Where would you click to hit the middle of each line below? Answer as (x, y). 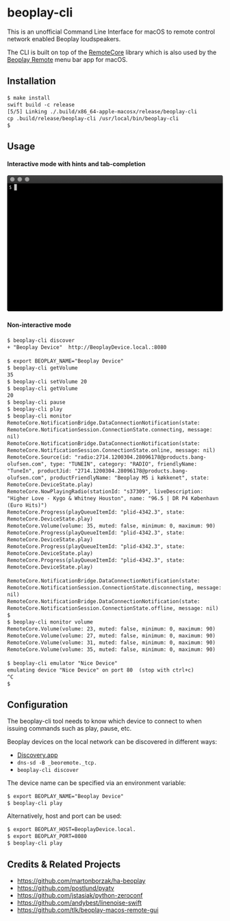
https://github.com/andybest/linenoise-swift (79, 903)
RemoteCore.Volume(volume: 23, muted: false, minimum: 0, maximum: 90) (111, 629)
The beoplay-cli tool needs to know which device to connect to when (104, 721)
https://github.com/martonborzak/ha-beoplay (81, 881)
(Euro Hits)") (27, 505)
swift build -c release (41, 104)
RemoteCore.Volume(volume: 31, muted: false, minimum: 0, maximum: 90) (111, 643)
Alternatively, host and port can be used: (64, 816)
